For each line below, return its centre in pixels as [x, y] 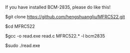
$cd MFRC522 [20, 26]
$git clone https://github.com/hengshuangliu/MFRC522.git [65, 17]
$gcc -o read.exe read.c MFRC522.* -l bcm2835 [55, 36]
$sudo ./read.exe [23, 46]
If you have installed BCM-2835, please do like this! [58, 7]
